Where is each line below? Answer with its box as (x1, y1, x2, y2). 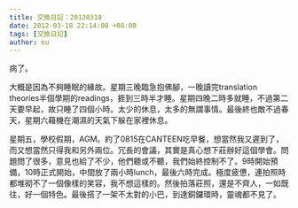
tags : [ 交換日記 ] (9, 29, 68, 38)
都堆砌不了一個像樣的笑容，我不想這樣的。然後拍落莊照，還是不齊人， (9, 178, 266, 189)
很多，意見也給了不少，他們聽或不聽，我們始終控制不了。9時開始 (32, 156, 271, 166)
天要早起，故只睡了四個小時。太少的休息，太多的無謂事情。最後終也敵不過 (9, 104, 281, 115)
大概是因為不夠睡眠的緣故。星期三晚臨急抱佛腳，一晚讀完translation (9, 81, 258, 93)
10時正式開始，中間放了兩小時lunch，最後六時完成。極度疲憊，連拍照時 (24, 167, 286, 178)
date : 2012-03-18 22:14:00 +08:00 (9, 21, 137, 30)
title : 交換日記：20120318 (9, 12, 102, 22)
